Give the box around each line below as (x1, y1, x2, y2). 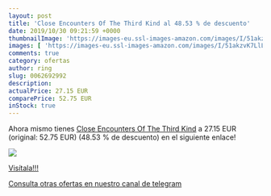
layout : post (8, 11, 52, 20)
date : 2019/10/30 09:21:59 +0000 (8, 27, 121, 35)
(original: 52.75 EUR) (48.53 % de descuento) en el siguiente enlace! (8, 132, 236, 142)
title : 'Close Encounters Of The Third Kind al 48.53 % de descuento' (8, 19, 251, 27)
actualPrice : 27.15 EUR (8, 86, 89, 95)
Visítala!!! (8, 163, 39, 173)
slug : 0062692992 (8, 72, 67, 80)
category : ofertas (8, 57, 70, 65)
